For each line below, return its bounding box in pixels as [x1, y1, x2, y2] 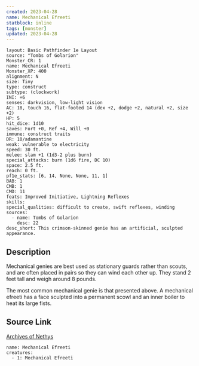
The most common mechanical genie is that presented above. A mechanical [6, 286, 193, 294]
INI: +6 [6, 94, 26, 100]
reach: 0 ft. [6, 168, 39, 174]
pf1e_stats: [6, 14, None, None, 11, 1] [6, 173, 109, 179]
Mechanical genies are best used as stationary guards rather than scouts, [6, 263, 188, 270]
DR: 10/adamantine [6, 136, 52, 142]
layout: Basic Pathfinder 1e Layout [6, 47, 97, 54]
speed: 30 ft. [6, 147, 42, 153]
